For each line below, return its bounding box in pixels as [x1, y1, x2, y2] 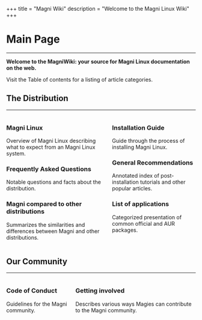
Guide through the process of [112, 137, 185, 145]
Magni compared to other [6, 200, 82, 208]
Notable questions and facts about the [6, 178, 101, 186]
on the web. [6, 64, 37, 71]
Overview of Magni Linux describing [6, 137, 96, 145]
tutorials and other [140, 178, 186, 186]
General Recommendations [112, 158, 194, 167]
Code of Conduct [6, 286, 57, 295]
